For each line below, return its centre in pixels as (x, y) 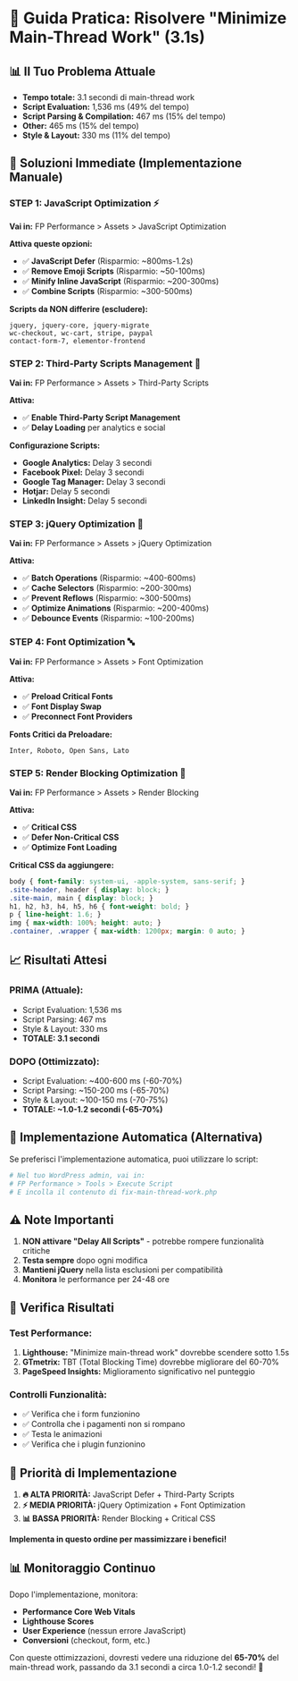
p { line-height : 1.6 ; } (55, 915)
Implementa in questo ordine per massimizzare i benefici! (118, 1539)
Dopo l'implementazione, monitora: (74, 1594)
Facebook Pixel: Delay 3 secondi (83, 472)
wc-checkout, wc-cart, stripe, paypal (81, 333)
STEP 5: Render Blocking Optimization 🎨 (98, 773)
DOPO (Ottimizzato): (54, 1061)
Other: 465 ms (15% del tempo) (81, 126)
